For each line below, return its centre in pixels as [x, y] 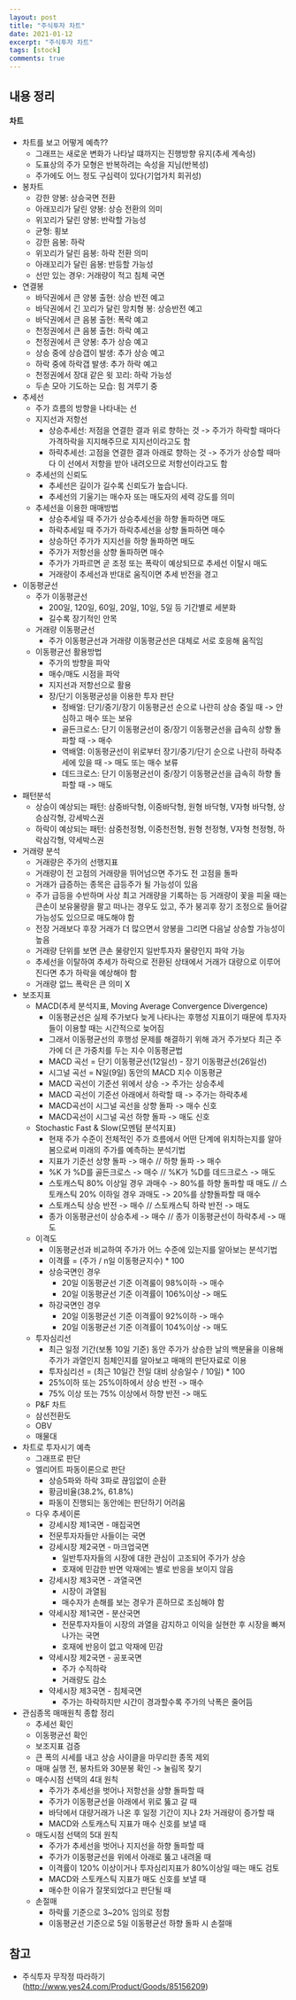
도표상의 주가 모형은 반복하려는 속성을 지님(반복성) [122, 164]
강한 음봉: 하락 [60, 242]
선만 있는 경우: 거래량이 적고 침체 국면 [100, 275]
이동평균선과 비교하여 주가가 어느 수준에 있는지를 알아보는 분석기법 [163, 1249]
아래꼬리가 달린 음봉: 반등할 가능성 [94, 264]
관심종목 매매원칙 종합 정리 [68, 1713]
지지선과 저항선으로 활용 [90, 685]
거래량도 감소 [84, 1679]
